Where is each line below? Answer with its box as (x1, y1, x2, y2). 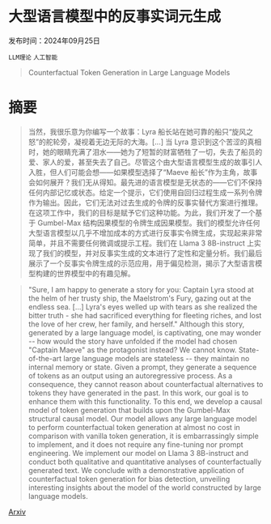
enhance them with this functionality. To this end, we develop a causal (28, 396, 263, 406)
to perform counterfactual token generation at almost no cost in (28, 422, 240, 432)
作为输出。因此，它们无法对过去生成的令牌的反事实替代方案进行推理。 (28, 198, 263, 207)
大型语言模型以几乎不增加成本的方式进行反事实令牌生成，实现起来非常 (28, 228, 263, 237)
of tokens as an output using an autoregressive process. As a (28, 370, 233, 381)
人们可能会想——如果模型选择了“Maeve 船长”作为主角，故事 (56, 167, 258, 177)
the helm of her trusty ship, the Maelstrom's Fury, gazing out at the (28, 293, 252, 303)
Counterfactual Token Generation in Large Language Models (28, 67, 231, 77)
